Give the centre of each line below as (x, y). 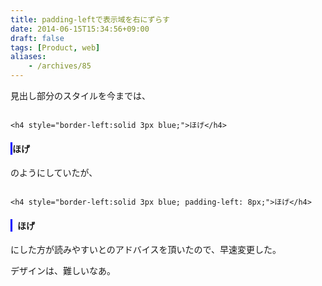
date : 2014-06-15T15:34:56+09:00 (80, 29)
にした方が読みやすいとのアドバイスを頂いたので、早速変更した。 (146, 250)
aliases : (28, 57)
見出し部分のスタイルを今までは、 (80, 95)
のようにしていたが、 (54, 173)
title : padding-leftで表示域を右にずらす (90, 19)
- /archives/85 (60, 66)
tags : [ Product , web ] (55, 47)
